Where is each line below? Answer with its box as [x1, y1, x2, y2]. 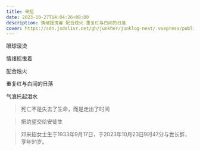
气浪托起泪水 [6, 93, 37, 100]
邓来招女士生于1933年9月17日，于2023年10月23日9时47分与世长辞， [20, 131, 190, 138]
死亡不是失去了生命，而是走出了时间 [20, 105, 110, 113]
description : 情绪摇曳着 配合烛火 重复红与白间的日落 [6, 20, 126, 26]
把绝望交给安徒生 [20, 118, 63, 125]
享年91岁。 [20, 138, 48, 146]
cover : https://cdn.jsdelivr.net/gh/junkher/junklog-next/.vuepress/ [6, 25, 183, 32]
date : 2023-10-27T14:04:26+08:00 [6, 14, 89, 20]
